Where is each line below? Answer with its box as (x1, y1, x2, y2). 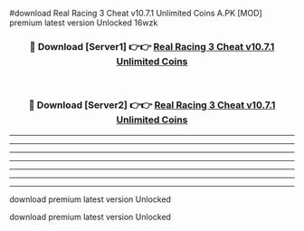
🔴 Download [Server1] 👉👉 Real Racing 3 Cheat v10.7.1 (29, 40, 275, 53)
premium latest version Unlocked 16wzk (9, 17, 158, 28)
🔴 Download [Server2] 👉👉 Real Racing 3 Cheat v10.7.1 (28, 99, 276, 111)
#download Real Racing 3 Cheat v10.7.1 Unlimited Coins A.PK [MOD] (9, 8, 262, 18)
